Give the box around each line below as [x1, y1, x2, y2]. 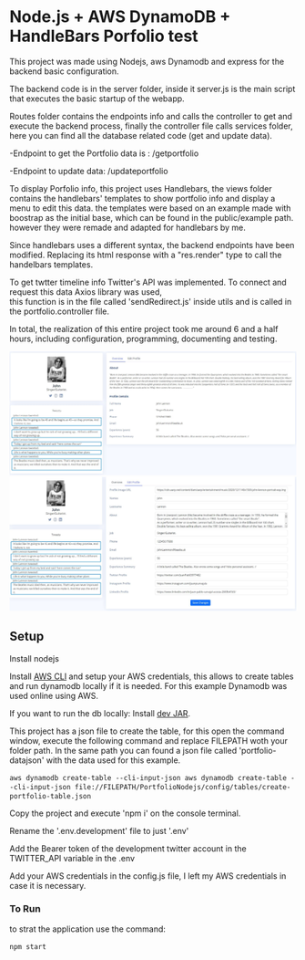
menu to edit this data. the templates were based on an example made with [9, 203, 291, 214]
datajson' [9, 755, 45, 766]
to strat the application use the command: [9, 923, 167, 934]
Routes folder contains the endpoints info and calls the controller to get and [9, 110, 293, 121]
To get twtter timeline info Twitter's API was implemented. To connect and [9, 277, 287, 287]
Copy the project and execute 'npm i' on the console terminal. [9, 808, 241, 819]
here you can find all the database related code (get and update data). [9, 130, 273, 141]
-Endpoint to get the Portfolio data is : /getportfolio [9, 148, 199, 159]
